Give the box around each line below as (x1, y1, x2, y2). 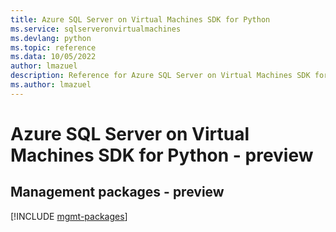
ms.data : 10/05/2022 (10, 52, 97, 62)
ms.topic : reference (10, 42, 97, 53)
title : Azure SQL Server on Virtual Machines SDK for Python (10, 14, 271, 25)
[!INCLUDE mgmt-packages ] (10, 210, 128, 222)
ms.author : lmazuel (10, 80, 92, 90)
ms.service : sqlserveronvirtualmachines (10, 24, 182, 34)
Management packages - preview (10, 184, 225, 201)
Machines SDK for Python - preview (10, 144, 314, 166)
